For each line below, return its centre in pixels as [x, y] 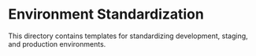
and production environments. [57, 44]
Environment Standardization [106, 14]
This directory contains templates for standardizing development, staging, [128, 36]
